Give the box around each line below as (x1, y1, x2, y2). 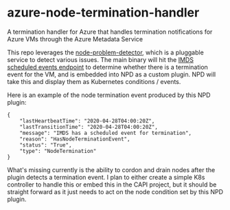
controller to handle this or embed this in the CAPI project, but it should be (7, 180, 217, 189)
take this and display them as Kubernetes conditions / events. (7, 77, 181, 85)
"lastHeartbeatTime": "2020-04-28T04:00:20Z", (19, 117, 155, 125)
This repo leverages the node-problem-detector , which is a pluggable (7, 48, 204, 56)
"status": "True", (19, 141, 72, 149)
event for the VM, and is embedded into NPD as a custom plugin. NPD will (7, 70, 216, 78)
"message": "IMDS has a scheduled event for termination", (19, 129, 192, 136)
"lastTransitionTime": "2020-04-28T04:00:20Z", (19, 123, 158, 130)
